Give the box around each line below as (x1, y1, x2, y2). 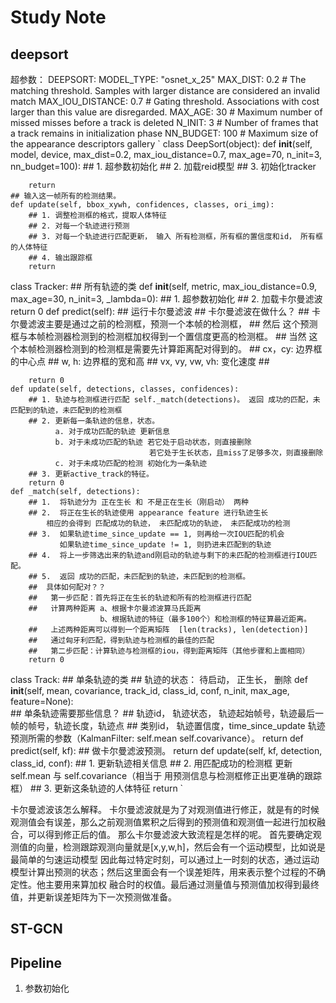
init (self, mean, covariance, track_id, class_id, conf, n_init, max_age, (10, 685, 290, 696)
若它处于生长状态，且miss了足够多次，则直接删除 (148, 448, 324, 458)
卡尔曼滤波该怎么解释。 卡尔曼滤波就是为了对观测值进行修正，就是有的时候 (10, 804, 320, 815)
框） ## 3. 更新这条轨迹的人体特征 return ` (10, 782, 184, 794)
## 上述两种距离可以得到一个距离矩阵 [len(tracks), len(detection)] (28, 625, 309, 635)
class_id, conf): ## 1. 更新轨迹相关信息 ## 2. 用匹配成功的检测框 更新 (10, 757, 293, 769)
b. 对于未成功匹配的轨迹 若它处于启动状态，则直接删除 (54, 437, 252, 447)
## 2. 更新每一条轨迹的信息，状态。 (28, 416, 160, 426)
